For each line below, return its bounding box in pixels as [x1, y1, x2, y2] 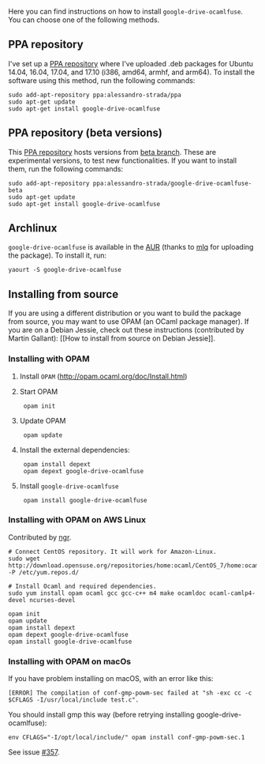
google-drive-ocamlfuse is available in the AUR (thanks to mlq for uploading [8, 243, 254, 252]
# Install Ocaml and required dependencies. [8, 582, 157, 590]
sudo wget [8, 555, 41, 563]
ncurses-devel [28, 596, 77, 604]
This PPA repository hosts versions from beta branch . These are [8, 147, 217, 156]
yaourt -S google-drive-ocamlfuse [8, 266, 122, 274]
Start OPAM [19, 386, 58, 396]
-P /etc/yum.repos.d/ [8, 568, 80, 576]
